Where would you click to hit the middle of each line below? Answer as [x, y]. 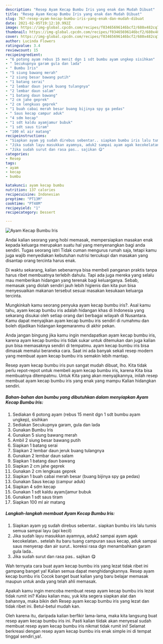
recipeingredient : [24, 55]
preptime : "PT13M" [24, 199]
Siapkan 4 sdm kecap [34, 487]
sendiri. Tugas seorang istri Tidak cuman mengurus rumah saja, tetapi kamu [81, 250]
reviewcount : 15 [22, 50]
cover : [12, 37]
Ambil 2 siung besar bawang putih [47, 441]
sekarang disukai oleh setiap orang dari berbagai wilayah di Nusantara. [76, 316]
